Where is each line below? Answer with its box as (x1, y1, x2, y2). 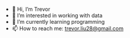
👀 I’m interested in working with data (11, 12, 103, 19)
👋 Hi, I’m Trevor (11, 6, 51, 12)
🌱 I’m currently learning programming (11, 18, 105, 25)
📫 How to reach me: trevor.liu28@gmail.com (11, 25, 124, 32)
